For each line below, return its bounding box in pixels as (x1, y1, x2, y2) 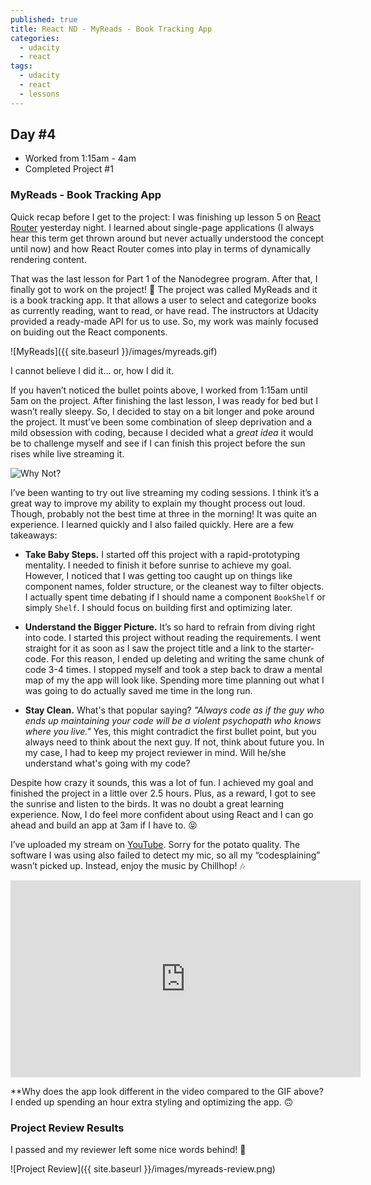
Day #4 (10, 126, 57, 143)
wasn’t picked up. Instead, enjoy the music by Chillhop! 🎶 (10, 859, 245, 871)
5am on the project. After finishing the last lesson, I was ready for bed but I (10, 394, 319, 406)
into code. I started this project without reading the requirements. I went (24, 631, 322, 643)
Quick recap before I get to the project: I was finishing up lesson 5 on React (10, 211, 322, 223)
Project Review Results (10, 1121, 125, 1135)
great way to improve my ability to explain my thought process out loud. (10, 497, 306, 509)
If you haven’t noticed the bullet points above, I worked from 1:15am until (10, 384, 308, 396)
